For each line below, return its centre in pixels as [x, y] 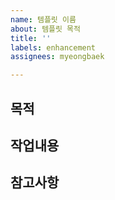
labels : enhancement [53, 47]
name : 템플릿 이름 [43, 19]
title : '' [31, 38]
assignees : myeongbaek [57, 57]
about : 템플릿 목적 [45, 29]
